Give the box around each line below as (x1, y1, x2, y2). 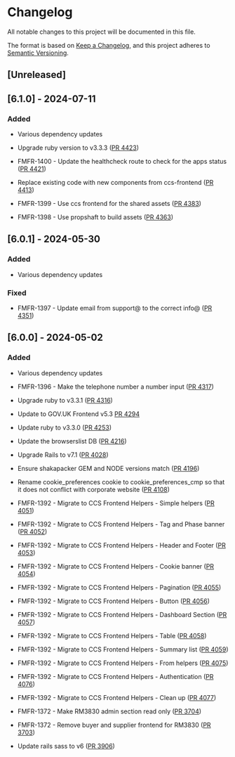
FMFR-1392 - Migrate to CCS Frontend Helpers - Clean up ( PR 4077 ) (17, 693, 216, 701)
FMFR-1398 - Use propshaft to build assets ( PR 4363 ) (17, 213, 174, 221)
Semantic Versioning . (7, 48, 69, 57)
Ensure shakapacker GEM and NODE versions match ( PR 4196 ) (17, 464, 200, 472)
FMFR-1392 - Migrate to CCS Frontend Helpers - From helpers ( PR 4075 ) (17, 659, 229, 667)
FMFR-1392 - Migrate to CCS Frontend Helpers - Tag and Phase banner (17, 519, 225, 528)
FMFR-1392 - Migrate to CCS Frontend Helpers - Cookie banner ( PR (17, 562, 215, 570)
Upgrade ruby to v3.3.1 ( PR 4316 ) (17, 396, 114, 404)
